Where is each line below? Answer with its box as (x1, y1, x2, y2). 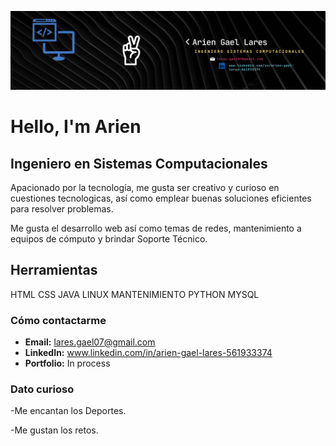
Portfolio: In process (24, 357, 111, 370)
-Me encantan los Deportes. (10, 405, 127, 417)
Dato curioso (10, 382, 75, 396)
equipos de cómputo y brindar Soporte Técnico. (10, 233, 208, 245)
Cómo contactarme (10, 313, 107, 327)
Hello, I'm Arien (10, 116, 142, 138)
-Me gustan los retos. (10, 424, 99, 436)
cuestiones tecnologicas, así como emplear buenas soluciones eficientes (10, 192, 312, 204)
